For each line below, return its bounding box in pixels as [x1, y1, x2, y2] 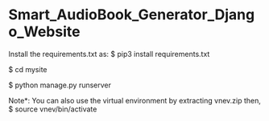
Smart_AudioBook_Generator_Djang [8, 6, 255, 24]
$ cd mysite [8, 64, 48, 74]
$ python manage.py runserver [8, 80, 111, 90]
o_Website [8, 22, 81, 41]
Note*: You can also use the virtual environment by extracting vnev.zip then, [8, 95, 262, 105]
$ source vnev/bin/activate [8, 104, 97, 114]
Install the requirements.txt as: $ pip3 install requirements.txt [8, 49, 210, 58]
